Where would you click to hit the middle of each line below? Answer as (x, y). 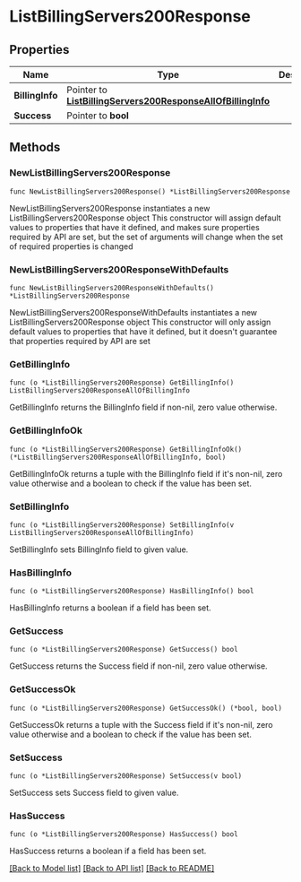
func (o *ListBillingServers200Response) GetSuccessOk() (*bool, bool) (146, 708)
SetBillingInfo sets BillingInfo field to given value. (99, 549)
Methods (35, 147)
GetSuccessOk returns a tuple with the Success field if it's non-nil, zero (141, 724)
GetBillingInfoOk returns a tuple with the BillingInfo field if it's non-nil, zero (146, 473)
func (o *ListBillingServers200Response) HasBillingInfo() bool (132, 592)
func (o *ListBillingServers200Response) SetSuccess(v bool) (126, 776)
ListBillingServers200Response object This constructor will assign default (145, 218)
